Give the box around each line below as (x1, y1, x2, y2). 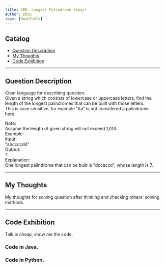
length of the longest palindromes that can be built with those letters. (5, 100, 145, 106)
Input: (5, 136, 17, 142)
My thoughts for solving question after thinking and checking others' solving (5, 194, 160, 200)
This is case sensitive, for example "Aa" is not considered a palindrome (5, 106, 149, 111)
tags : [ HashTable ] (5, 16, 43, 21)
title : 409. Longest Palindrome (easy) (5, 7, 87, 12)
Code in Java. (5, 243, 38, 250)
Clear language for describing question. (5, 90, 86, 96)
